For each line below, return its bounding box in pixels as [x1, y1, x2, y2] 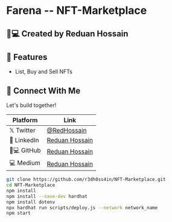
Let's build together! [6, 102, 57, 109]
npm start [6, 210, 31, 217]
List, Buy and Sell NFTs [14, 68, 73, 76]
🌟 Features [6, 52, 48, 62]
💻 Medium [9, 158, 40, 167]
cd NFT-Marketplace [6, 182, 56, 188]
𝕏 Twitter [9, 126, 36, 135]
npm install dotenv [6, 199, 56, 205]
